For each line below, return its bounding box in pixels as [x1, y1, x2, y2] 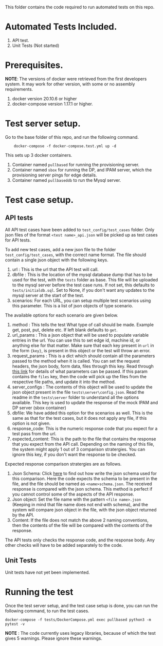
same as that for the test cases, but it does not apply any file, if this [12, 415, 147, 421]
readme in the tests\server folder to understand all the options [12, 394, 139, 400]
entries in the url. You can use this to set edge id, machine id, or [12, 337, 140, 343]
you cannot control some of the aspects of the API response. [12, 491, 135, 497]
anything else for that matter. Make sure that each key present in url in [12, 342, 154, 348]
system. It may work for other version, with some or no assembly [5, 81, 135, 87]
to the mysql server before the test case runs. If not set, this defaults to [12, 282, 155, 288]
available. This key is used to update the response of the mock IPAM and [12, 399, 158, 405]
